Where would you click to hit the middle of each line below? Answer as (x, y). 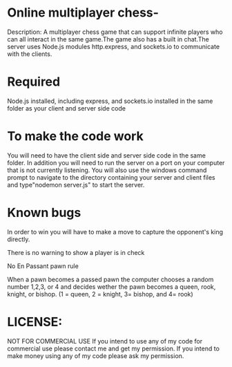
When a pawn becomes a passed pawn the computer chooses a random (110, 279)
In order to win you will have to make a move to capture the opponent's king (115, 232)
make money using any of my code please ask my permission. (96, 356)
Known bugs (44, 213)
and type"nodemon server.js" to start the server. (76, 185)
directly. (19, 239)
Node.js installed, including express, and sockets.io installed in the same (110, 101)
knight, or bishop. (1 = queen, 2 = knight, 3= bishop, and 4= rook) (100, 294)
